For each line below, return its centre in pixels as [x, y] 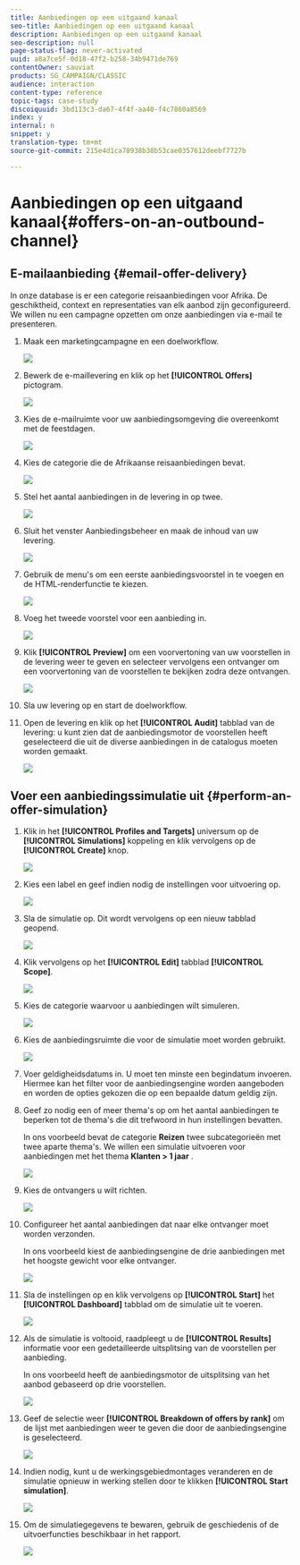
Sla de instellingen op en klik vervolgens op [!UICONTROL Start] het [149, 1295]
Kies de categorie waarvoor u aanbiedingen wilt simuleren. [131, 1006]
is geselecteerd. [53, 1438]
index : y [26, 117]
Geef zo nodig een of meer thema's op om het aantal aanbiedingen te [151, 1110]
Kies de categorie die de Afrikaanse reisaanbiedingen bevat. [134, 463]
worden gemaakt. [55, 751]
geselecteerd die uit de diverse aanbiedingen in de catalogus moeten [150, 741]
